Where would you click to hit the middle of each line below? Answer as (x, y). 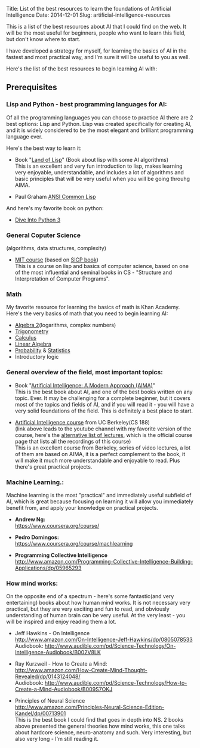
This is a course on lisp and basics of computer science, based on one (102, 266)
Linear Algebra (33, 344)
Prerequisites (32, 87)
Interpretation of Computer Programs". (62, 278)
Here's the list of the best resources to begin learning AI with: (81, 69)
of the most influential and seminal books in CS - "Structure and (93, 272)
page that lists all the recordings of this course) (73, 441)
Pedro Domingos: (37, 537)
